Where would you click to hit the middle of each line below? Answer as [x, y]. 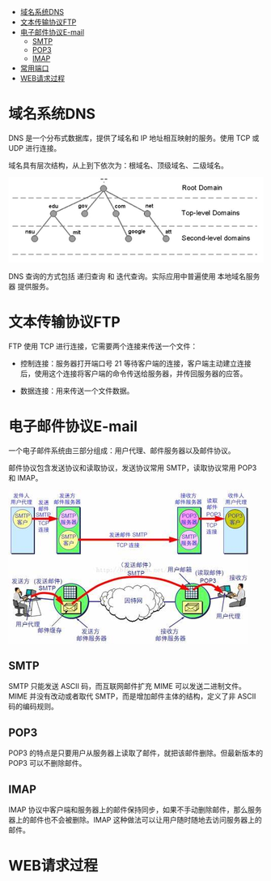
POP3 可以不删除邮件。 [47, 763]
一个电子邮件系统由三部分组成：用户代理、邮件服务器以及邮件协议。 [122, 450]
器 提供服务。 [31, 286]
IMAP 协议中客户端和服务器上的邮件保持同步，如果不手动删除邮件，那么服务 [135, 810]
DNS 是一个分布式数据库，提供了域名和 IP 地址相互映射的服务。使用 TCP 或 [134, 138]
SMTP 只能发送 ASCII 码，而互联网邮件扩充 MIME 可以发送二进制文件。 [127, 686]
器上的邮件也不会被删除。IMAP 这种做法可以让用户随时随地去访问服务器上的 [135, 820]
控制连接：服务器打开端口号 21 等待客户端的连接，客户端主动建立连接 [135, 363]
